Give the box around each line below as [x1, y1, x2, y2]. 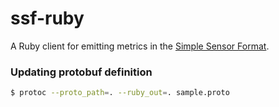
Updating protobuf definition [10, 65, 153, 79]
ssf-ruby [10, 7, 85, 30]
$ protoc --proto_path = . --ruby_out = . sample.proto [10, 88, 230, 98]
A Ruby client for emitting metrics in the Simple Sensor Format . [10, 40, 270, 52]
